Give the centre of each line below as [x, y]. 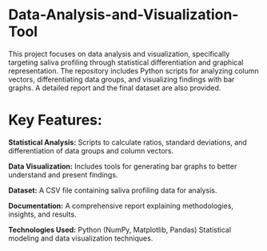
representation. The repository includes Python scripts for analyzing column [134, 70]
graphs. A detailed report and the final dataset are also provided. [115, 88]
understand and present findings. [63, 174]
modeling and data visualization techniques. [81, 238]
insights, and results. [43, 214]
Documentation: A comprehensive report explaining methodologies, [121, 205]
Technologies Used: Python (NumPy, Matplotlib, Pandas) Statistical [120, 229]
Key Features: [55, 120]
